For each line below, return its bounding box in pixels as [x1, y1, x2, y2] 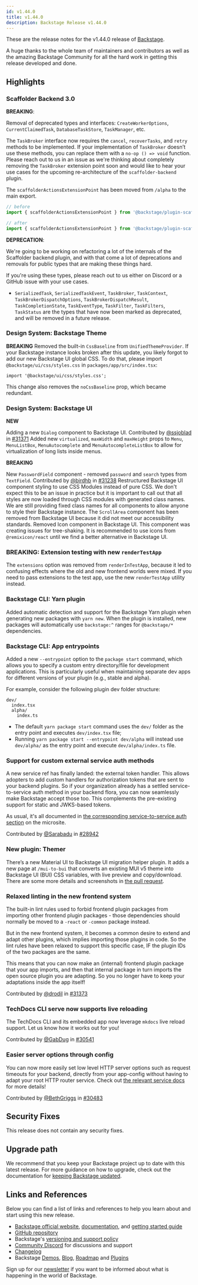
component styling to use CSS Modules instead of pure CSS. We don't [6, 483, 177, 491]
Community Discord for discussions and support [14, 1241, 133, 1248]
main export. [6, 192, 37, 200]
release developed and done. [6, 60, 77, 67]
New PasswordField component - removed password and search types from [6, 470, 187, 478]
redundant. [6, 389, 33, 396]
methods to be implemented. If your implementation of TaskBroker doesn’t [6, 143, 186, 151]
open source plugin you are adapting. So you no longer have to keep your [6, 972, 185, 979]
